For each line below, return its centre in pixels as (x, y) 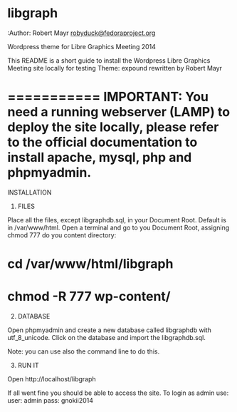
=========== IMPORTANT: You (108, 97)
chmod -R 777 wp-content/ (89, 297)
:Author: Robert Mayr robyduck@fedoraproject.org (81, 33)
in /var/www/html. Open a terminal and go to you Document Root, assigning (118, 227)
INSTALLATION (30, 192)
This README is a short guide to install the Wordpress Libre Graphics (109, 60)
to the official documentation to (102, 142)
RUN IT (28, 365)
